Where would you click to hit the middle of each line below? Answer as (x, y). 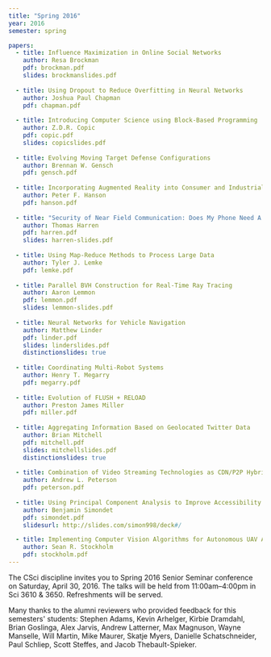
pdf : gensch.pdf (50, 173)
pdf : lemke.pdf (48, 270)
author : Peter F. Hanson (65, 195)
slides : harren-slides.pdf (68, 240)
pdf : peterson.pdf (54, 488)
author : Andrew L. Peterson (70, 480)
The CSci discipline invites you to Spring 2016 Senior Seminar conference (131, 577)
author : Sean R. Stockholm (68, 547)
